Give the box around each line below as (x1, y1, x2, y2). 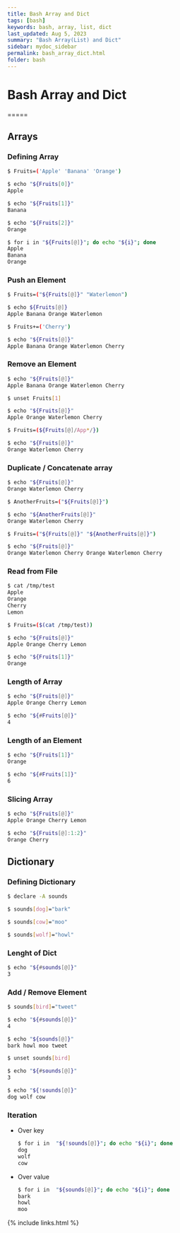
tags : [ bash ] (7, 17, 46, 24)
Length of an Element (7, 735, 83, 745)
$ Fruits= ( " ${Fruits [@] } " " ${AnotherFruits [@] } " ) (7, 530, 157, 537)
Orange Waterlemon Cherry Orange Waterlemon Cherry (7, 549, 162, 557)
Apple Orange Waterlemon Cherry (7, 414, 102, 421)
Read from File (7, 566, 58, 576)
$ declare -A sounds (7, 893, 68, 900)
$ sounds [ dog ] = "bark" (7, 906, 71, 913)
